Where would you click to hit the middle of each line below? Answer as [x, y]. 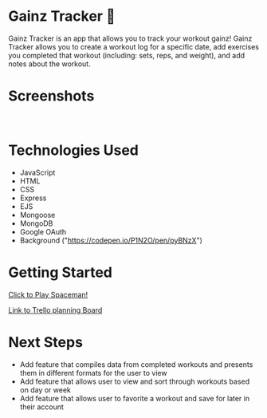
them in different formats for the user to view [93, 373]
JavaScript [37, 172]
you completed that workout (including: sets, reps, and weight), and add [127, 55]
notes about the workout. [49, 64]
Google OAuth [43, 231]
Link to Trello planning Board [55, 310]
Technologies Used [74, 150]
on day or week [45, 389]
